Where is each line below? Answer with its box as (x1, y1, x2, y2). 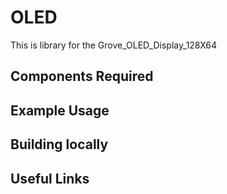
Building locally (10, 136, 109, 153)
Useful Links (10, 170, 90, 187)
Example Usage (10, 102, 110, 119)
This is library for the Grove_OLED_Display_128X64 (10, 39, 218, 51)
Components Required (10, 68, 154, 85)
